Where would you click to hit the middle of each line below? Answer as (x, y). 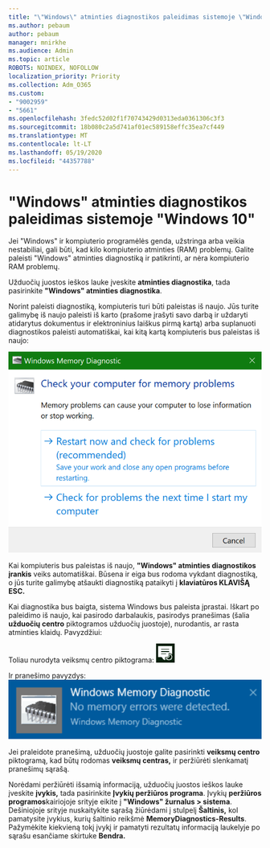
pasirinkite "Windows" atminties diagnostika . (85, 291)
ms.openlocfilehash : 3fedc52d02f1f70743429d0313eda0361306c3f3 (117, 119)
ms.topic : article (39, 59)
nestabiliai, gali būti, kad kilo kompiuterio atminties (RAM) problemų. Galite (131, 250)
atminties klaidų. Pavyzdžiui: (55, 632)
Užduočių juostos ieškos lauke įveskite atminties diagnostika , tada (119, 282)
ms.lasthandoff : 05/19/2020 (55, 153)
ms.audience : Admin (41, 51)
